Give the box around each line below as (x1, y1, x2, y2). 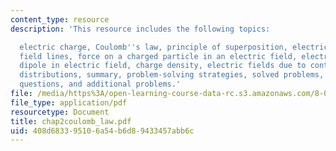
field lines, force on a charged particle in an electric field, (19, 51, 298, 61)
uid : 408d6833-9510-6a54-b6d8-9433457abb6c (10, 126, 195, 136)
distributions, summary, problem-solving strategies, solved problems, (19, 70, 325, 80)
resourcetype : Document (10, 107, 110, 117)
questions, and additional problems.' (19, 79, 182, 90)
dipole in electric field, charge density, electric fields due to (19, 61, 307, 71)
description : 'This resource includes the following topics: (10, 24, 271, 34)
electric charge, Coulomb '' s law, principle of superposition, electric (19, 42, 329, 52)
